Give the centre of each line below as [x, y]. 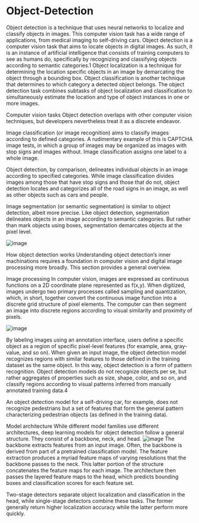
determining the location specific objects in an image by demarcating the [95, 71]
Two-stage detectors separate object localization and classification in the [96, 494]
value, [14, 352]
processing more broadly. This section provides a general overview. [89, 267]
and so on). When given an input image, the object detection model [104, 352]
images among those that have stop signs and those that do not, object [93, 182]
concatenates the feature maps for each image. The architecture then [91, 470]
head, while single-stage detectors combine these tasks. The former [90, 500]
